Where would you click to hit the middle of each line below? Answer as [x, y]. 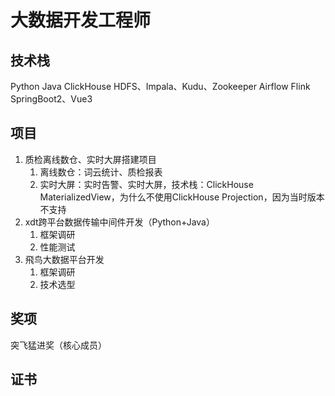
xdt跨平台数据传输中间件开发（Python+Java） [119, 222]
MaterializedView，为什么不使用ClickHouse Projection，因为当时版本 [182, 197]
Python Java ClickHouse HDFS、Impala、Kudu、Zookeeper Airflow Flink [160, 86]
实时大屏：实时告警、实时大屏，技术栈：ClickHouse [146, 184]
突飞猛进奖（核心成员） [58, 345]
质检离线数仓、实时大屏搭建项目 [90, 159]
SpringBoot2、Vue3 [51, 99]
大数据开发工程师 [81, 20]
